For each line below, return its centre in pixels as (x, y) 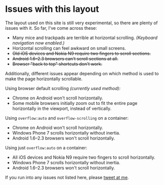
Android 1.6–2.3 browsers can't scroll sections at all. (65, 58)
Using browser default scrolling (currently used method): (63, 88)
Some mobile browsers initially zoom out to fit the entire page (75, 103)
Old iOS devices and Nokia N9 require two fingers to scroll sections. (82, 53)
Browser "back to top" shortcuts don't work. (57, 64)
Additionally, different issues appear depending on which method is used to (82, 73)
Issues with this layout (52, 9)
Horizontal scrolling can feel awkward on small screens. (69, 48)
